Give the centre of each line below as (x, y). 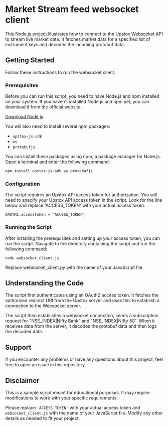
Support (18, 347)
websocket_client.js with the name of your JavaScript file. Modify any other (84, 413)
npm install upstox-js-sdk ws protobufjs (49, 171)
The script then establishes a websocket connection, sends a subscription (82, 316)
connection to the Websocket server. (43, 306)
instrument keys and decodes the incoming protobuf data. (65, 44)
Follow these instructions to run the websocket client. (60, 72)
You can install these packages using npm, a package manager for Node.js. (83, 157)
